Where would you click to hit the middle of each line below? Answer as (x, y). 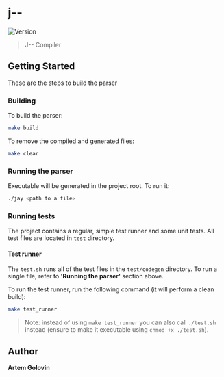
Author (23, 351)
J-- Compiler (43, 44)
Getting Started (41, 66)
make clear (23, 153)
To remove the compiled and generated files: (71, 141)
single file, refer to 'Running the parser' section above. (86, 276)
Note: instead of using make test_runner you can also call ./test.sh (120, 322)
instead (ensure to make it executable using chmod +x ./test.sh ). (116, 330)
